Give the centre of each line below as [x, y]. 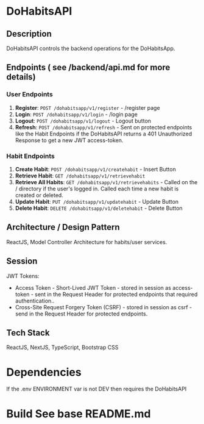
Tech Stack [28, 333]
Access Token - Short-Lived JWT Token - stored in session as [93, 287]
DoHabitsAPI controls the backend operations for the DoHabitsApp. [91, 48]
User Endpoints [30, 95]
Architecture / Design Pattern [63, 227]
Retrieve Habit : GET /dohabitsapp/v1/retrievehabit [80, 176]
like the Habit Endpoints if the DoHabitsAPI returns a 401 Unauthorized [104, 134]
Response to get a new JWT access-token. [69, 140]
